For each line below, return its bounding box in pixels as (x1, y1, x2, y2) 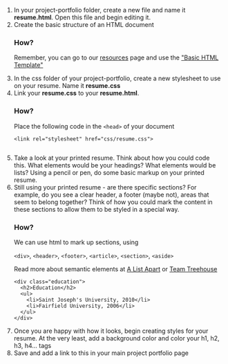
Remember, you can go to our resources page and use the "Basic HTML (13, 53, 219, 62)
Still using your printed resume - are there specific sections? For (13, 183, 197, 191)
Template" (13, 61, 44, 69)
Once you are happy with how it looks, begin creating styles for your (13, 327, 209, 335)
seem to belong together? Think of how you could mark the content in (13, 197, 213, 206)
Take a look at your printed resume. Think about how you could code (13, 154, 210, 162)
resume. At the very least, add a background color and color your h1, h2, (13, 334, 220, 342)
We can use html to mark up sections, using (13, 238, 139, 246)
